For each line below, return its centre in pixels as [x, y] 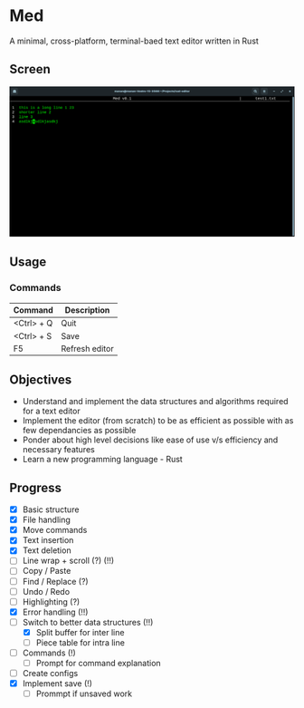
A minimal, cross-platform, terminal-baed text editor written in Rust [134, 41]
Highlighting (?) [51, 601]
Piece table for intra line [80, 642]
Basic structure [51, 509]
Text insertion [48, 540]
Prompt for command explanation [98, 664]
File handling [46, 520]
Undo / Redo [46, 591]
